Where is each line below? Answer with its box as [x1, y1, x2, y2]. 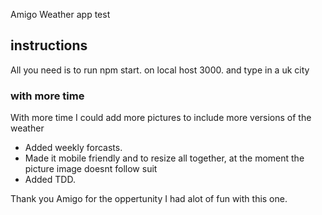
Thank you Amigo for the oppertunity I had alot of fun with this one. [10, 193, 288, 205]
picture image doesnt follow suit [24, 163, 158, 175]
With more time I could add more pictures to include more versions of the [10, 112, 312, 124]
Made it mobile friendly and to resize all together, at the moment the [24, 152, 305, 164]
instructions [10, 37, 88, 54]
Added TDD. [24, 174, 76, 186]
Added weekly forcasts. [24, 142, 123, 154]
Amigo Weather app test [10, 9, 111, 20]
